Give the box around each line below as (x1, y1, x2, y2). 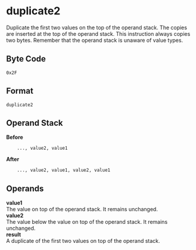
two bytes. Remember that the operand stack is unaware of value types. (6, 36, 183, 44)
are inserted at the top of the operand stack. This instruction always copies (6, 30, 191, 37)
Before (6, 134, 24, 141)
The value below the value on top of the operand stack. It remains (6, 218, 168, 226)
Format (6, 86, 34, 96)
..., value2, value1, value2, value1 (17, 167, 111, 174)
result (6, 231, 21, 238)
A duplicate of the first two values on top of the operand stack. (6, 237, 160, 245)
